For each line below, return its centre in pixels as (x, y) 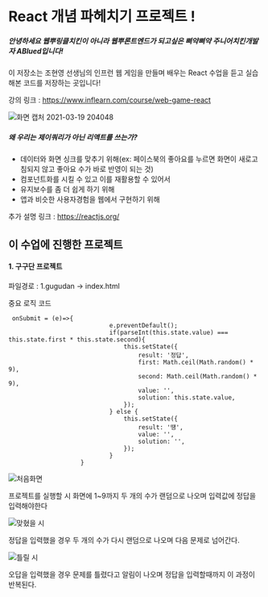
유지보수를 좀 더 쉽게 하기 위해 (67, 190)
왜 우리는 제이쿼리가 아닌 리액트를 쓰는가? (73, 137)
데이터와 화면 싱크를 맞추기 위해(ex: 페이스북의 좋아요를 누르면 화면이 (128, 159)
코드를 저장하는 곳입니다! (62, 83)
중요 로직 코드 (30, 303)
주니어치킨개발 (236, 40)
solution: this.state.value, (187, 397)
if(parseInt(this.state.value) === (169, 332)
